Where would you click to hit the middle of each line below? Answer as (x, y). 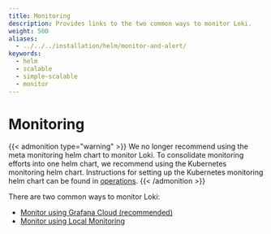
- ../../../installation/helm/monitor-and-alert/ (101, 46)
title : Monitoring (39, 16)
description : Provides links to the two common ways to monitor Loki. (130, 24)
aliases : (23, 39)
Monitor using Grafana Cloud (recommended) (96, 213)
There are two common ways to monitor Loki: (84, 197)
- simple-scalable (47, 76)
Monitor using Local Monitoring (73, 221)
